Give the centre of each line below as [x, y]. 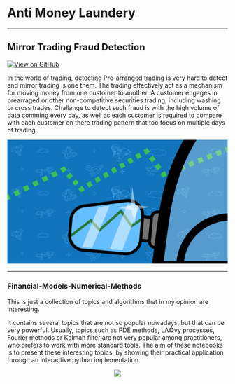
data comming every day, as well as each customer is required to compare [115, 115]
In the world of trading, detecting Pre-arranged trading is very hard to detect [117, 78]
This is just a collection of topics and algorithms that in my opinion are [108, 301]
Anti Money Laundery [72, 13]
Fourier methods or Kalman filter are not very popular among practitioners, [115, 337]
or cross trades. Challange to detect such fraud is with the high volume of [113, 107]
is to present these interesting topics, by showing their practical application [115, 352]
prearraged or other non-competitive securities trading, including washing [114, 100]
